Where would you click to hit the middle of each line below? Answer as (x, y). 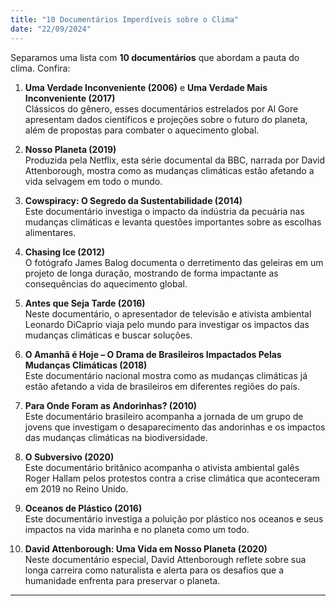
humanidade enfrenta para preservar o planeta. (122, 580)
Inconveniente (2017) (70, 98)
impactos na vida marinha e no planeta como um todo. (137, 529)
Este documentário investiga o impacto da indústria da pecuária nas (164, 211)
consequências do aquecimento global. (106, 283)
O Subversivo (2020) (69, 457)
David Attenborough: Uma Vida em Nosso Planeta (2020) (146, 548)
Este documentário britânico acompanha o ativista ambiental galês (162, 467)
